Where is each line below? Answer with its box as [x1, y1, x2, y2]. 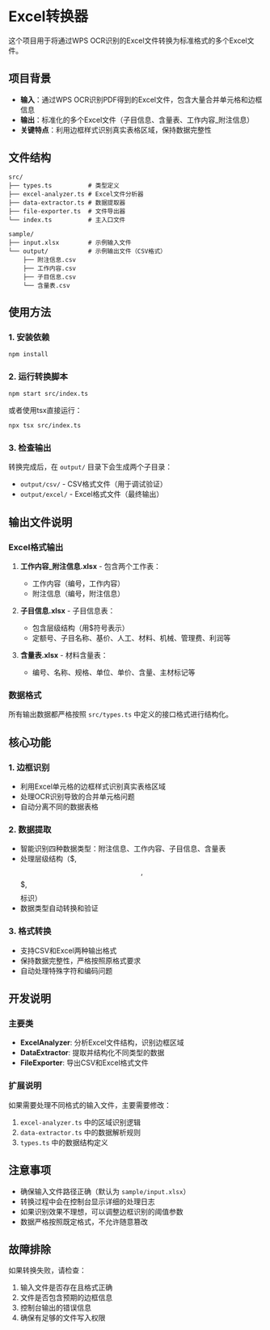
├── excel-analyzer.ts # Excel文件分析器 [8, 190, 144, 198]
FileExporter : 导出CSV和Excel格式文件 [19, 1058, 150, 1067]
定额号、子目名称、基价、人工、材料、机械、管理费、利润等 [32, 633, 231, 643]
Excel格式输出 [8, 541, 64, 553]
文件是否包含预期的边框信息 [19, 1293, 113, 1303]
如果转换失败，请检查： [8, 1265, 86, 1275]
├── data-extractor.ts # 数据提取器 [8, 199, 126, 207]
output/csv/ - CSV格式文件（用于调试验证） [19, 479, 167, 489]
